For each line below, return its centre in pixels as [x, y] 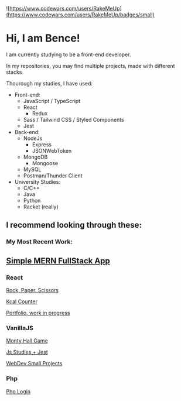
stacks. [15, 72]
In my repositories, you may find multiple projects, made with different [90, 66]
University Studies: [37, 181]
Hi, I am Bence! [43, 38]
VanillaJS [20, 328]
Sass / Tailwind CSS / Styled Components [74, 119]
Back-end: [27, 132]
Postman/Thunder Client [53, 176]
